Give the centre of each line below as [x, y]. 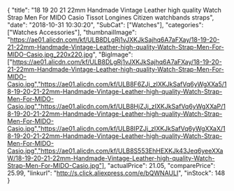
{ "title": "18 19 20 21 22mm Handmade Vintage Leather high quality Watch [114, 10]
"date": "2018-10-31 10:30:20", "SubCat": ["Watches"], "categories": [105, 25]
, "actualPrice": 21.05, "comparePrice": [159, 166]
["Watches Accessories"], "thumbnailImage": [72, 32]
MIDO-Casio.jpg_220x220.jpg [50, 54]
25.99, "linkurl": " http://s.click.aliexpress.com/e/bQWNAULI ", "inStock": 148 [116, 173]
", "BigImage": [113, 54]
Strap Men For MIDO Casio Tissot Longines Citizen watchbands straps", [111, 17]
